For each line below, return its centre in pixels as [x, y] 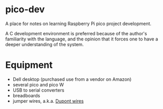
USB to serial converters [38, 90]
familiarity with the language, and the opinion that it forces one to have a [82, 39]
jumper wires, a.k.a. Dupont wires [48, 101]
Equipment [29, 65]
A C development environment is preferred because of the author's [76, 33]
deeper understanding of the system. [45, 44]
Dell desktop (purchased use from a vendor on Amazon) [72, 79]
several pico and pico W [38, 84]
